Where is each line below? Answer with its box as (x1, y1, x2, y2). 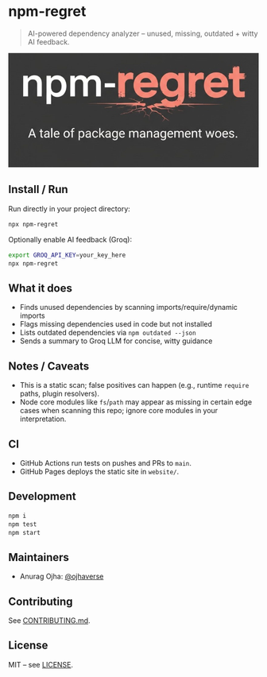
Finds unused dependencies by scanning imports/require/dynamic (19, 303, 238, 312)
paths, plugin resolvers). (19, 389, 100, 399)
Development (8, 489, 77, 503)
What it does (8, 281, 73, 295)
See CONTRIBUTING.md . (8, 616, 91, 625)
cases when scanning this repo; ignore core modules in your (19, 406, 219, 416)
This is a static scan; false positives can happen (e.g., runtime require (19, 381, 250, 390)
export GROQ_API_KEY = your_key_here (8, 251, 126, 259)
